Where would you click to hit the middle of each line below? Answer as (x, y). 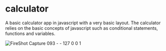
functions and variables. (30, 33)
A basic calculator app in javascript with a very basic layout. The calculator (83, 23)
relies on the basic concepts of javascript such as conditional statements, (81, 28)
